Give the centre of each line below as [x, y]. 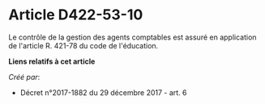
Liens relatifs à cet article [52, 61]
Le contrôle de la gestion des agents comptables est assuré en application [132, 37]
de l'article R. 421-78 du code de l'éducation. [83, 45]
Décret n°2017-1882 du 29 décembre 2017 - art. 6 [104, 92]
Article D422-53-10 [76, 15]
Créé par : [24, 77]
